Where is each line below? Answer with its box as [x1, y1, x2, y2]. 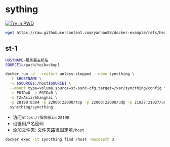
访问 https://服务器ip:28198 [12, 114, 70, 120]
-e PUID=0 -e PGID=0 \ [10, 90, 58, 95]
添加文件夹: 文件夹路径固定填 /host [12, 127, 84, 133]
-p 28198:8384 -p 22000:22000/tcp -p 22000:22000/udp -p [10, 100, 133, 105]
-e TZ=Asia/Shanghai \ [10, 95, 58, 100]
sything [5, 4, 38, 15]
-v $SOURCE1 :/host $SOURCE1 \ [10, 81, 71, 86]
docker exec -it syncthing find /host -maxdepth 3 [5, 137, 114, 142]
